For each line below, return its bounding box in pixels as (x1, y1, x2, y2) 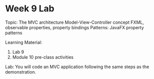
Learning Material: (5, 39, 43, 45)
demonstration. (5, 69, 36, 75)
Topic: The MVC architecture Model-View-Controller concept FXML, (5, 19, 144, 25)
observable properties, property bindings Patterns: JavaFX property (5, 24, 144, 30)
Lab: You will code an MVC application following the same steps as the (5, 64, 150, 70)
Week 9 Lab (5, 3, 54, 14)
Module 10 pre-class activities (12, 54, 74, 60)
